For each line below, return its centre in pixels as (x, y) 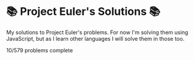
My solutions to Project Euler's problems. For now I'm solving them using (97, 32)
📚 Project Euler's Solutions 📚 (83, 12)
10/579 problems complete (40, 50)
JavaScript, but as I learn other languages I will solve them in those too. (95, 38)
